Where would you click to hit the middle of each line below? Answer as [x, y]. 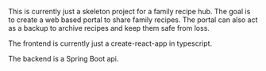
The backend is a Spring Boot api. [64, 59]
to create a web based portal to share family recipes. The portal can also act [133, 20]
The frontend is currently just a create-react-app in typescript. [110, 43]
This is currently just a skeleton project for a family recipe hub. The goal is [129, 11]
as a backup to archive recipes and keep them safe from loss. [109, 28]
